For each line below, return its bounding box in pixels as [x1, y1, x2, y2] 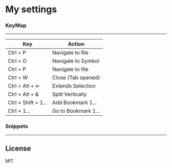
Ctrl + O [8, 57, 27, 65]
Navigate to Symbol [52, 57, 100, 65]
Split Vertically [52, 91, 87, 98]
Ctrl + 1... [8, 108, 31, 115]
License [5, 144, 31, 153]
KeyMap [5, 22, 27, 29]
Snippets [5, 123, 28, 130]
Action [68, 40, 84, 48]
